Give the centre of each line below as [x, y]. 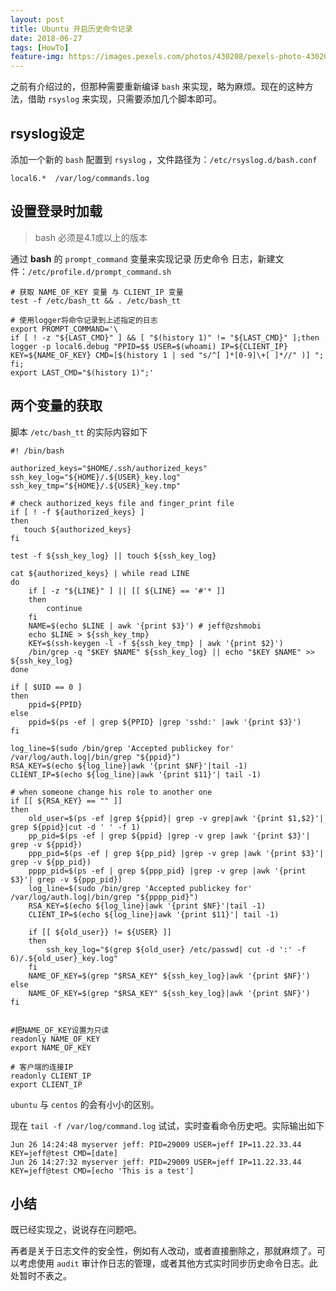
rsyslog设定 [47, 133]
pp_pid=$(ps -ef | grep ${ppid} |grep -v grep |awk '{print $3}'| [169, 836]
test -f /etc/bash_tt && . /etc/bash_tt [96, 301]
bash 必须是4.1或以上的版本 [91, 237]
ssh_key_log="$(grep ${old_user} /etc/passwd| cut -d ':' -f [176, 949]
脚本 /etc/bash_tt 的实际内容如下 [79, 432]
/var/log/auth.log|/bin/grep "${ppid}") [96, 757]
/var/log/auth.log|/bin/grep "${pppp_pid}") [104, 897]
